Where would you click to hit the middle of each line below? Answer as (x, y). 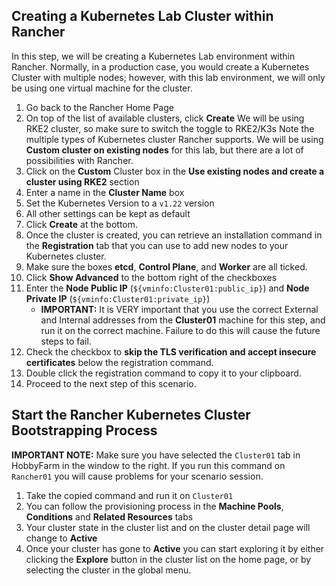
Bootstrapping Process (84, 430)
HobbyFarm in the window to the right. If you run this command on (148, 465)
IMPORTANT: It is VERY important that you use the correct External (179, 309)
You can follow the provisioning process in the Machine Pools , (154, 506)
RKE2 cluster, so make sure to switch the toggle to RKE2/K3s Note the (170, 128)
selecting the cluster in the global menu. (108, 570)
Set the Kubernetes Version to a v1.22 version (120, 203)
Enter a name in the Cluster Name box (105, 192)
